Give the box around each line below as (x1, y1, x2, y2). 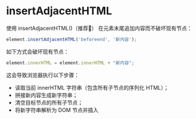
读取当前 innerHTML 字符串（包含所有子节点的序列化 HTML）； (14, 84, 169, 91)
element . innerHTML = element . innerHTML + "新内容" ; (6, 59, 135, 66)
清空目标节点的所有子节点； (14, 99, 83, 106)
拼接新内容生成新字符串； (14, 91, 78, 99)
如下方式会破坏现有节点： (6, 48, 69, 55)
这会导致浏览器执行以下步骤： (6, 71, 79, 79)
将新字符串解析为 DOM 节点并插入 (14, 106, 99, 114)
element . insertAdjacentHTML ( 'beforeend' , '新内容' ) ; (6, 36, 137, 42)
